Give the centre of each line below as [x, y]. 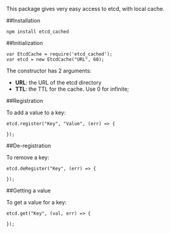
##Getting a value [29, 190]
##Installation [23, 20]
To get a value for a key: [36, 202]
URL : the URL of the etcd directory [58, 82]
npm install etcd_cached [38, 32]
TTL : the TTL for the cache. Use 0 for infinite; [72, 89]
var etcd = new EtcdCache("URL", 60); [55, 60]
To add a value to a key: [36, 113]
